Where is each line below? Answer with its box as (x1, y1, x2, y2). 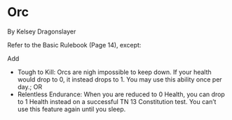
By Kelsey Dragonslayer (7, 27, 76, 36)
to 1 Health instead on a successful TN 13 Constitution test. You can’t (17, 97, 217, 105)
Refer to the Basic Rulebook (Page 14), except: (7, 40, 142, 49)
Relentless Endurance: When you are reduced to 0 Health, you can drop (17, 90, 226, 98)
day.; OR (17, 82, 43, 91)
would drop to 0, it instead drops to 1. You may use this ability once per (17, 75, 222, 84)
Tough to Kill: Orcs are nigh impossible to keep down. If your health (17, 68, 212, 76)
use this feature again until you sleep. (17, 105, 126, 113)
